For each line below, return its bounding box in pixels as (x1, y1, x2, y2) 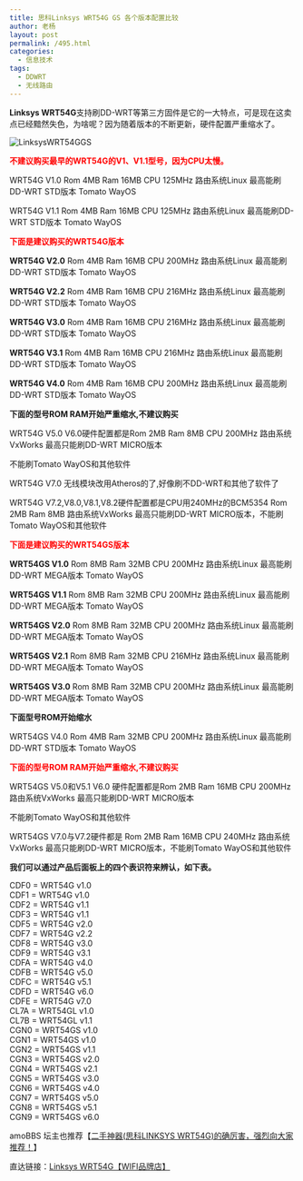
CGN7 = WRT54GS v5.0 (9, 1092, 100, 1103)
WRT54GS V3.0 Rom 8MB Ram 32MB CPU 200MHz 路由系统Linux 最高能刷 (9, 680, 294, 691)
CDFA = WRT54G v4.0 (9, 957, 93, 968)
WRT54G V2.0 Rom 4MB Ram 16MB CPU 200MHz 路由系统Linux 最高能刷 (9, 255, 288, 266)
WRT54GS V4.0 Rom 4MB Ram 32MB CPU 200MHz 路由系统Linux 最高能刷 (9, 730, 292, 741)
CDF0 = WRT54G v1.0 (9, 879, 93, 890)
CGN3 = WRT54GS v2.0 (9, 1053, 100, 1064)
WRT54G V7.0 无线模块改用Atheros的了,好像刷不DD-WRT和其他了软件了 (9, 478, 279, 489)
